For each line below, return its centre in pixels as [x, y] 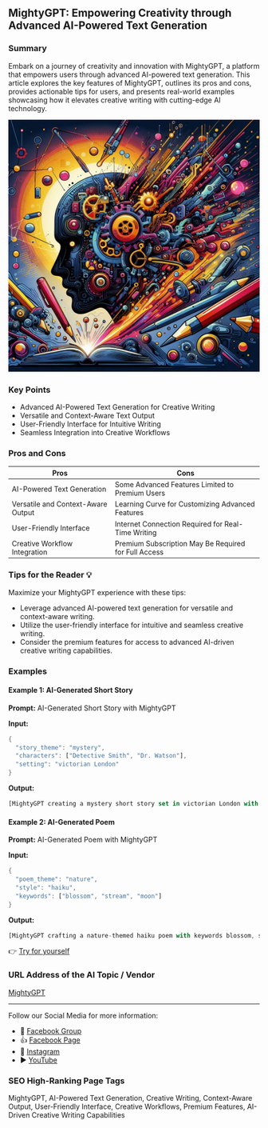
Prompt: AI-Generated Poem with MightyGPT [83, 840]
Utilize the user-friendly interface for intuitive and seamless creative [132, 625]
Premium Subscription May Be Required [180, 543]
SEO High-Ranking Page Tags [67, 1081]
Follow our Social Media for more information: [83, 1015]
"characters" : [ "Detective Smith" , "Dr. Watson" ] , [101, 756]
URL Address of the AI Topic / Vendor [82, 975]
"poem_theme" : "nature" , [57, 879]
